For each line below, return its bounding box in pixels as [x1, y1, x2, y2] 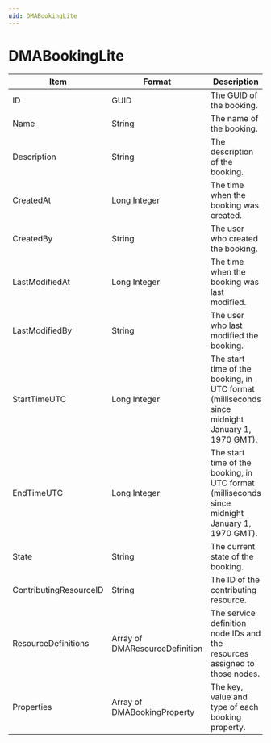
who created [210, 233, 258, 244]
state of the [210, 551, 254, 562]
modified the [210, 330, 259, 341]
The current [210, 540, 256, 552]
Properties [12, 701, 52, 712]
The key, [210, 681, 244, 692]
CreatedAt [12, 195, 52, 206]
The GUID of [210, 90, 258, 101]
